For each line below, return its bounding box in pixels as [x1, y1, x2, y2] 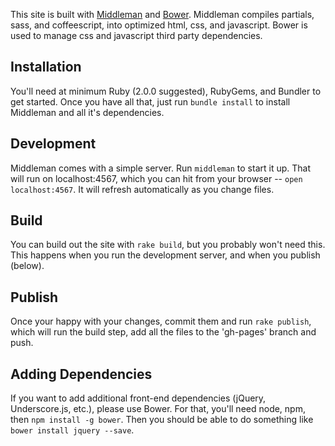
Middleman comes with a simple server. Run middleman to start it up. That [10, 162, 311, 174]
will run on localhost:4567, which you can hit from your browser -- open [10, 172, 303, 184]
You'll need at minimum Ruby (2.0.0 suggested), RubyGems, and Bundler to [10, 85, 322, 97]
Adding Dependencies [10, 365, 153, 383]
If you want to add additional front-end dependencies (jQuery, [10, 392, 267, 404]
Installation [10, 59, 82, 76]
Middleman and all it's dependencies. [10, 106, 165, 118]
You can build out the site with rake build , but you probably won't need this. [10, 239, 326, 251]
